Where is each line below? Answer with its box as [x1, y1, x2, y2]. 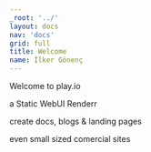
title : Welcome [9, 47, 67, 56]
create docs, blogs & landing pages [9, 116, 143, 127]
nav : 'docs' [9, 30, 55, 39]
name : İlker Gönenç [9, 56, 84, 65]
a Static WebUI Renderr [9, 98, 97, 109]
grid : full [9, 38, 51, 48]
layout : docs [9, 22, 59, 31]
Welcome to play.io [9, 81, 81, 91]
